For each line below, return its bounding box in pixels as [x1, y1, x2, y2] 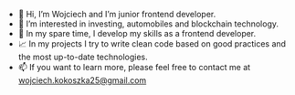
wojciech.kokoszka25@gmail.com [17, 75, 147, 86]
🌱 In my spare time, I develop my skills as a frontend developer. [17, 28, 257, 38]
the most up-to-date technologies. [17, 51, 148, 62]
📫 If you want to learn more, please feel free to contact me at [17, 62, 251, 72]
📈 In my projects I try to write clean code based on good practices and [17, 38, 286, 49]
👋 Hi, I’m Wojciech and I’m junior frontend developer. [17, 9, 216, 19]
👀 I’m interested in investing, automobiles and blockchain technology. [17, 18, 279, 29]
